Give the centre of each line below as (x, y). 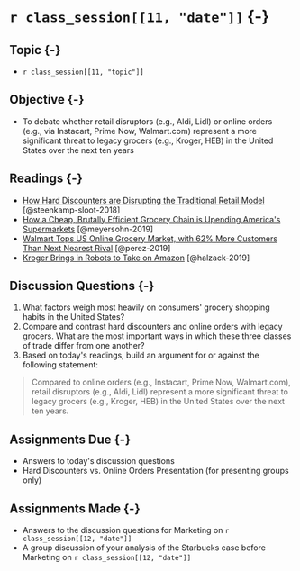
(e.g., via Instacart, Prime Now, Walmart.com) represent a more (139, 131)
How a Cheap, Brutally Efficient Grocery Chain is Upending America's (151, 219)
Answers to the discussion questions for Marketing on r (126, 530)
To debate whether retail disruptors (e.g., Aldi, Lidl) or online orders (147, 121)
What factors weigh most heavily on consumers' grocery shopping (146, 307)
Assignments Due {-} (70, 439)
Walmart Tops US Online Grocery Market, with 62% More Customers (150, 238)
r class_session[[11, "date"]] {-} (140, 17)
